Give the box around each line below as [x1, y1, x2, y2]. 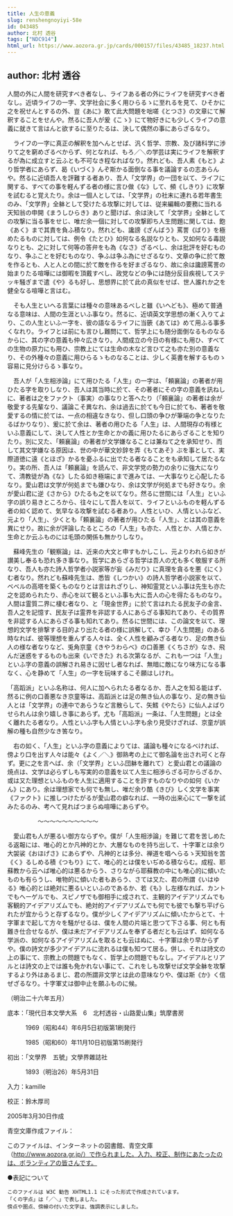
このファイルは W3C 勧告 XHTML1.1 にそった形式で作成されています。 [7, 1188, 182, 1195]
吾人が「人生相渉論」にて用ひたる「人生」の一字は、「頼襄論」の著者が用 [12, 376, 223, 385]
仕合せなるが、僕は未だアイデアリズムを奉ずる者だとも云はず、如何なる [19, 927, 225, 935]
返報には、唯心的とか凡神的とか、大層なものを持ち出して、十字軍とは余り [12, 840, 225, 848]
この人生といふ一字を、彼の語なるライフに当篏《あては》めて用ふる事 [19, 318, 220, 327]
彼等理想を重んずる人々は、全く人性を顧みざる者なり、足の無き [37, 634, 220, 642]
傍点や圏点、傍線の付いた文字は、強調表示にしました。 [7, 1203, 142, 1210]
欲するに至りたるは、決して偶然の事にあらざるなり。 [61, 124, 214, 132]
